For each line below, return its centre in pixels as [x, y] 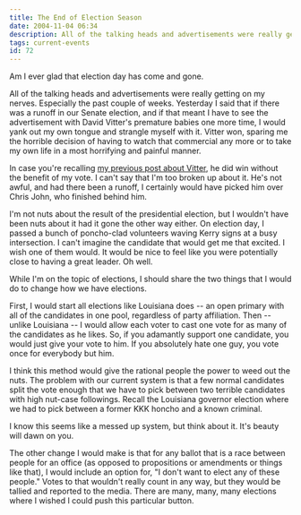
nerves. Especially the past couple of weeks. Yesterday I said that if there [145, 103]
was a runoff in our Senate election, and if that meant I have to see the [139, 113]
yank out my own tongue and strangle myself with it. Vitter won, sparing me [149, 132]
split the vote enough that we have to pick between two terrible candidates [147, 390]
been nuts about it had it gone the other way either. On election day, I [137, 224]
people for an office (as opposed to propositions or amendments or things [146, 463]
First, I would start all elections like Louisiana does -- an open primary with [147, 306]
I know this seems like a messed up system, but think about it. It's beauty [144, 426]
